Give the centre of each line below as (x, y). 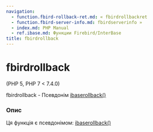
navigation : (20, 11)
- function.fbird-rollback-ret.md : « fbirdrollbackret (79, 17)
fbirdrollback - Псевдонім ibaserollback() (56, 95)
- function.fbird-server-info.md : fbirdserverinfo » (77, 22)
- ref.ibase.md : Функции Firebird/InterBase (66, 33)
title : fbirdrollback (32, 39)
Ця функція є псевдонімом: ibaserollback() (59, 123)
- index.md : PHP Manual (40, 28)
